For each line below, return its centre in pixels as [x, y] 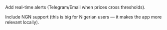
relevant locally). [22, 22]
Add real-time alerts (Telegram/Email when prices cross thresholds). [75, 7]
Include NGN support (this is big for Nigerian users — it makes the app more [83, 17]
